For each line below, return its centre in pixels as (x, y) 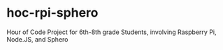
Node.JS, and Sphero (37, 39)
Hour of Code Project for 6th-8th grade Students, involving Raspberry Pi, (111, 32)
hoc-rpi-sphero (52, 13)
